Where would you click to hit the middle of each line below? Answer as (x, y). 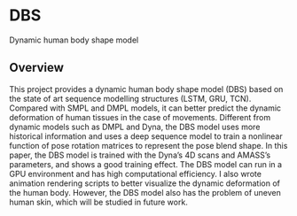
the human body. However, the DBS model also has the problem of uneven (145, 192)
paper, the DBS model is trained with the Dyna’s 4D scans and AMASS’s (140, 155)
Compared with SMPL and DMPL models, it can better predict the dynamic (145, 108)
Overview (37, 68)
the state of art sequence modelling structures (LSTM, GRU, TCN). (130, 98)
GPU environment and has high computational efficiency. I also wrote (135, 174)
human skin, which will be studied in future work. (98, 202)
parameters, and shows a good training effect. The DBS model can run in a (145, 164)
